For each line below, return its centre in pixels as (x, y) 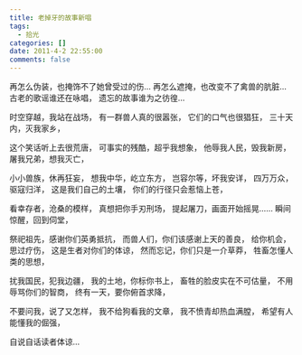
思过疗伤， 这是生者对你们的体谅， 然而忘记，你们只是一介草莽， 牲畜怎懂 (147, 250)
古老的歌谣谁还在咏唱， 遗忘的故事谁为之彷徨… (97, 98)
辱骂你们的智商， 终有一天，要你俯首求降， (90, 292)
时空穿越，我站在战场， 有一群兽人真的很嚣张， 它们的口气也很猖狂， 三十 (147, 117)
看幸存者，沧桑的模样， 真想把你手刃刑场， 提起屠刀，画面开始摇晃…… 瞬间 (151, 208)
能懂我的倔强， (37, 322)
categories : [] (38, 43)
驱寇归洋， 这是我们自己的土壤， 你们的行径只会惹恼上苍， (118, 189)
